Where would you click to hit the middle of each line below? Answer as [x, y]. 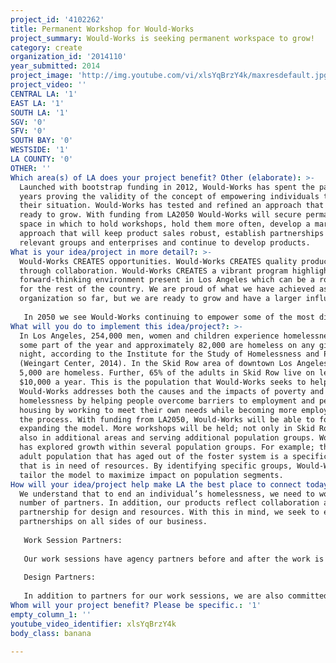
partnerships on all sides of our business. [113, 522]
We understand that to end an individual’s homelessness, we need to [167, 494]
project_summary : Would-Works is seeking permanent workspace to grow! [162, 38]
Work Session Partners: [73, 540]
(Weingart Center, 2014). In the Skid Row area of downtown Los [156, 364]
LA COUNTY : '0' [42, 159]
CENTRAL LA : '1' [44, 94]
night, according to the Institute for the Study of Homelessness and [169, 354]
